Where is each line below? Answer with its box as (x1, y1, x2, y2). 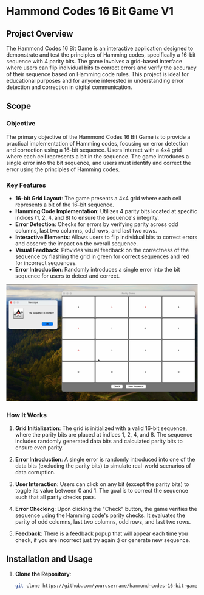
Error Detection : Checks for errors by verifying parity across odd (15, 220, 178, 228)
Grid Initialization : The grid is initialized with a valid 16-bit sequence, (15, 424, 188, 432)
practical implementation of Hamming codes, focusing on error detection (6, 139, 189, 147)
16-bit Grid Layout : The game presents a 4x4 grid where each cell (15, 194, 182, 202)
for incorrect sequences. (15, 259, 77, 266)
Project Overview (6, 29, 73, 39)
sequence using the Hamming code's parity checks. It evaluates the (15, 512, 185, 519)
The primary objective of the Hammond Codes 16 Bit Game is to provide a (6, 133, 191, 141)
